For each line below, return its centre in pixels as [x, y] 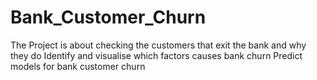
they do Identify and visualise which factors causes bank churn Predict [156, 55]
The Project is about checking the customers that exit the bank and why [158, 45]
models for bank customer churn [78, 66]
